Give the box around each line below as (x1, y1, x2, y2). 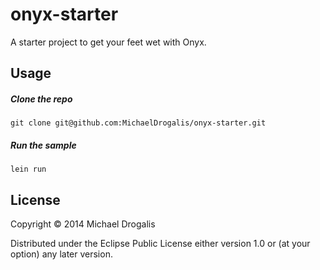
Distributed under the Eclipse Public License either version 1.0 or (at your (10, 238, 311, 250)
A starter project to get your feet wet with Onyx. (10, 36, 207, 48)
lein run (10, 164, 47, 175)
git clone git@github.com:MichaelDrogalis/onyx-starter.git (10, 118, 267, 128)
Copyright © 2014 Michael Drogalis (10, 218, 156, 230)
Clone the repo (10, 93, 73, 105)
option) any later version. (10, 248, 113, 260)
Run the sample (10, 139, 77, 151)
